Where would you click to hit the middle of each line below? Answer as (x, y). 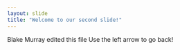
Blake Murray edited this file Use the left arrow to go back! (90, 39)
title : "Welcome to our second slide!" (65, 20)
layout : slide (28, 13)
